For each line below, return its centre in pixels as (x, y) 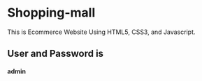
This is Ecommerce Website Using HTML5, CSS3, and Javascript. (101, 32)
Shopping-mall (51, 13)
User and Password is (55, 54)
